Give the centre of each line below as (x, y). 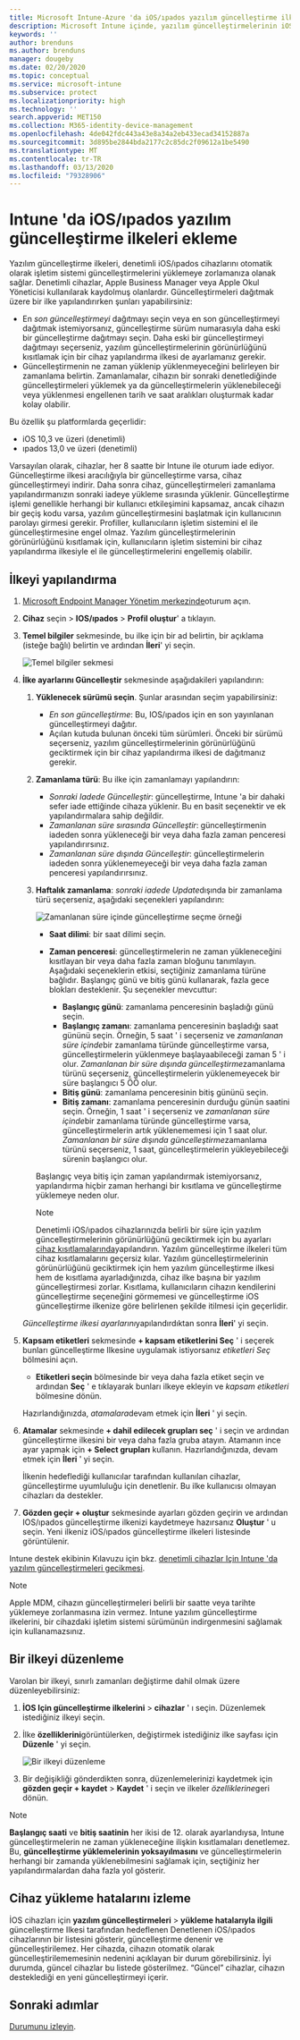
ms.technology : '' (43, 109)
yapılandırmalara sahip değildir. (106, 816)
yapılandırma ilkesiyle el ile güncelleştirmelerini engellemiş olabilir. (131, 552)
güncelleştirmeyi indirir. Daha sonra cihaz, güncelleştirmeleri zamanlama (142, 485)
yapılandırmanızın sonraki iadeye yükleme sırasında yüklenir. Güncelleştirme (150, 495)
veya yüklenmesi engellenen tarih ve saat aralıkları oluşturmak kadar (148, 395)
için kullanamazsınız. (47, 1631)
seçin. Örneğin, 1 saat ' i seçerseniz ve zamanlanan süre (166, 1111)
